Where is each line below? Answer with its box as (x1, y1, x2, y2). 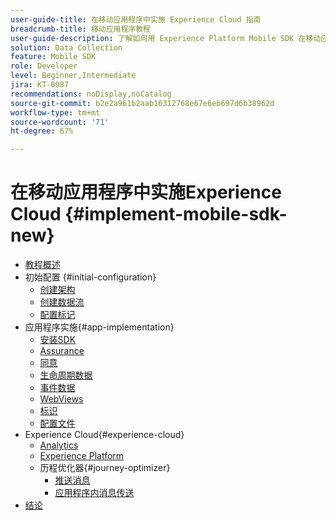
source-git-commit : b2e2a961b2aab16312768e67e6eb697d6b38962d (10, 98, 275, 108)
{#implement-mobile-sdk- (64, 203, 288, 226)
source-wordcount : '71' (10, 117, 110, 127)
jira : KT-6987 (10, 80, 70, 90)
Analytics (39, 439, 79, 451)
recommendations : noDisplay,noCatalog (10, 89, 172, 99)
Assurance (39, 345, 85, 357)
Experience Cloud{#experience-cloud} (24, 429, 185, 441)
